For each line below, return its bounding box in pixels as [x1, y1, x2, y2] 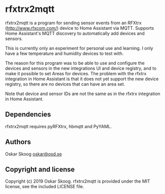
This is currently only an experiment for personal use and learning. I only [5, 45, 154, 51]
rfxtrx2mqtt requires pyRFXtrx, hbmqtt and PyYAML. [5, 123, 112, 129]
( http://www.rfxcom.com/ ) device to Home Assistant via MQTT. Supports [5, 25, 155, 31]
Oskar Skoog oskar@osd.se [5, 151, 62, 157]
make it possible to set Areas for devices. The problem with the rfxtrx [5, 70, 147, 76]
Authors [5, 138, 31, 146]
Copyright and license [5, 165, 75, 174]
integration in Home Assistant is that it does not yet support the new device [5, 76, 159, 82]
